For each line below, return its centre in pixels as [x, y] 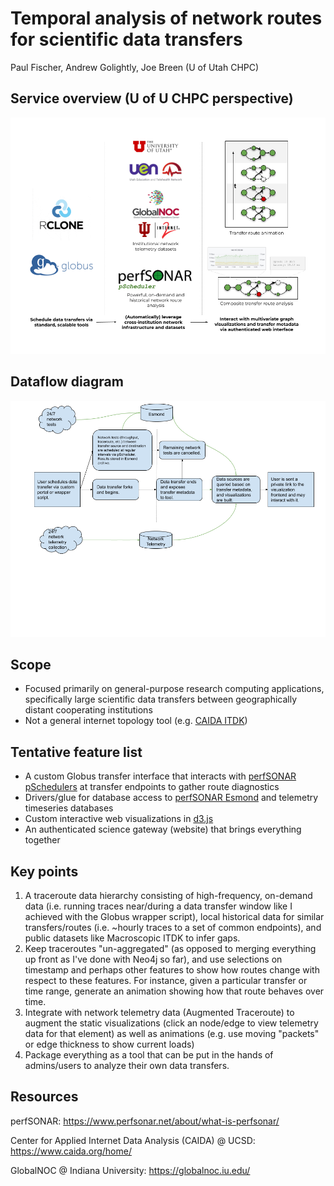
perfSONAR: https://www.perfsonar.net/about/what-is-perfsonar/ [145, 1121]
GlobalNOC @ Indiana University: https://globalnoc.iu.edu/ [130, 1170]
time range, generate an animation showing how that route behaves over [174, 991]
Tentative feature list [76, 752]
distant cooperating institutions [88, 710]
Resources [44, 1097]
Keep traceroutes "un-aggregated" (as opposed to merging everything [170, 948]
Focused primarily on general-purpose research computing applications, [174, 689]
